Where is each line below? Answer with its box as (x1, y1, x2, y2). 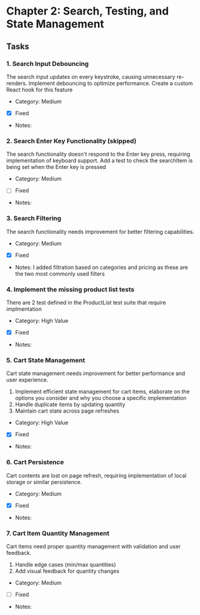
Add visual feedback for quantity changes (15, 568, 120, 575)
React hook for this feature (6, 86, 73, 93)
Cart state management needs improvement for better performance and (6, 370, 185, 377)
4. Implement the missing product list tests (6, 285, 135, 293)
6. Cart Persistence (6, 458, 65, 467)
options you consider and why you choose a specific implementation (15, 394, 187, 402)
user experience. (6, 376, 48, 384)
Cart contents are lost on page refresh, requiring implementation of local (6, 471, 187, 479)
